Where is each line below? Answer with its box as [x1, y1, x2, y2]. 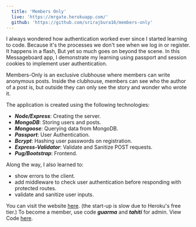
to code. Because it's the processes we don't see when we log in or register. [6, 41, 191, 48]
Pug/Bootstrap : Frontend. [14, 150, 78, 157]
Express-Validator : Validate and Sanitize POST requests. [14, 144, 153, 151]
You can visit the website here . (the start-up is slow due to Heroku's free [6, 202, 181, 209]
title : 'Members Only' [11, 8, 67, 15]
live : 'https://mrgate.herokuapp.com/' [11, 14, 109, 20]
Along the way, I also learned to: [6, 161, 84, 168]
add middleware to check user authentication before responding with [14, 179, 181, 186]
